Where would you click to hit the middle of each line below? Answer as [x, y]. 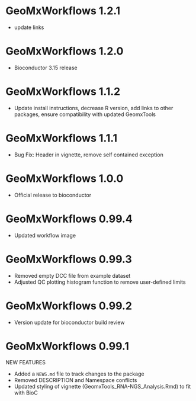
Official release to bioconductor [53, 195]
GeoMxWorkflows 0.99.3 [69, 259]
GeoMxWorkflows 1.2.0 [65, 51]
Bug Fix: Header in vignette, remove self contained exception [89, 155]
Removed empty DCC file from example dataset [72, 275]
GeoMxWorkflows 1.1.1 [62, 138]
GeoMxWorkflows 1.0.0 [65, 178]
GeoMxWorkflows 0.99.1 [68, 346]
